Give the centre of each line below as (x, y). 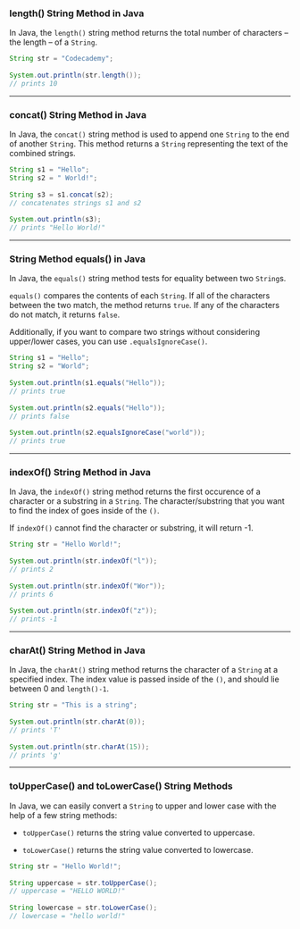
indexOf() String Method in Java (80, 472)
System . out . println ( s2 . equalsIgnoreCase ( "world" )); (107, 433)
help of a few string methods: (63, 815)
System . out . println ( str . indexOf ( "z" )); (83, 611)
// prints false (39, 416)
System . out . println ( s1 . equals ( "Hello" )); (87, 383)
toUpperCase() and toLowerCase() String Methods (121, 786)
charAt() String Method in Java (77, 650)
